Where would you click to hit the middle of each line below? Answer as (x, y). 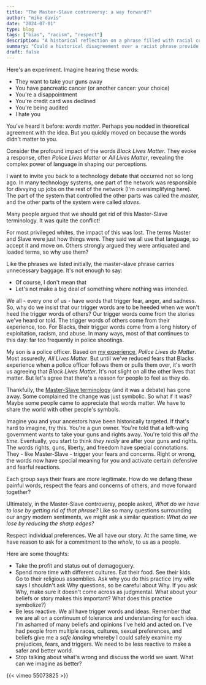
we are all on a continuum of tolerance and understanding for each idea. (106, 617)
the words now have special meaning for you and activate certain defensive (102, 460)
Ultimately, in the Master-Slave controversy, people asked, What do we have (103, 504)
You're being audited (42, 108)
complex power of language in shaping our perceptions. (77, 164)
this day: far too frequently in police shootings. (65, 340)
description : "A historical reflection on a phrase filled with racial (100, 41)
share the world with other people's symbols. (63, 409)
